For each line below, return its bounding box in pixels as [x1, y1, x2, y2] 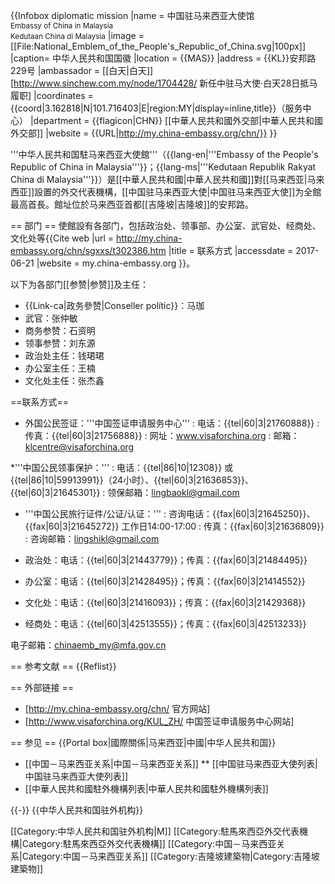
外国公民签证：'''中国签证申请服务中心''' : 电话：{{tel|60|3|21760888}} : [24, 417, 320, 429]
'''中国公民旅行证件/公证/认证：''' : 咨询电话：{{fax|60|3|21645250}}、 [24, 508, 316, 519]
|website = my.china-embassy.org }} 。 [36, 257, 196, 269]
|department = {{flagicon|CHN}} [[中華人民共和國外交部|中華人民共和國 [29, 115, 323, 126]
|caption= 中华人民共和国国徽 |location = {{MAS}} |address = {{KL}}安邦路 [10, 52, 317, 64]
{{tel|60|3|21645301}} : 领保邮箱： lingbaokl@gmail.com [10, 487, 240, 498]
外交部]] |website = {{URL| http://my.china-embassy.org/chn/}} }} [10, 127, 278, 139]
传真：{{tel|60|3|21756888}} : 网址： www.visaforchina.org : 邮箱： [24, 430, 300, 441]
